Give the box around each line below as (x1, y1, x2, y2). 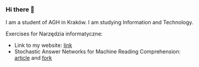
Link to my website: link (14, 42, 72, 49)
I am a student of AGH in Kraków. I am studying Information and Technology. (5, 19, 194, 26)
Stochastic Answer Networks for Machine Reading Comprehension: (14, 48, 181, 55)
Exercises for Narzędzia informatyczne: (5, 30, 103, 37)
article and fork (14, 55, 52, 62)
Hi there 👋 (5, 5, 35, 14)
